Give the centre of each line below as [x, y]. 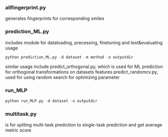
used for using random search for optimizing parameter [62, 78]
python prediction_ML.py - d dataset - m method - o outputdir [69, 57]
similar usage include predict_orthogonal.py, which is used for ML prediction [84, 66]
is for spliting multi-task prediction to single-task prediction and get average [84, 124]
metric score [18, 130]
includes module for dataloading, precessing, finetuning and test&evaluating [84, 42]
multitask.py [21, 114]
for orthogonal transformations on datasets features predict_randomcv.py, [82, 72]
